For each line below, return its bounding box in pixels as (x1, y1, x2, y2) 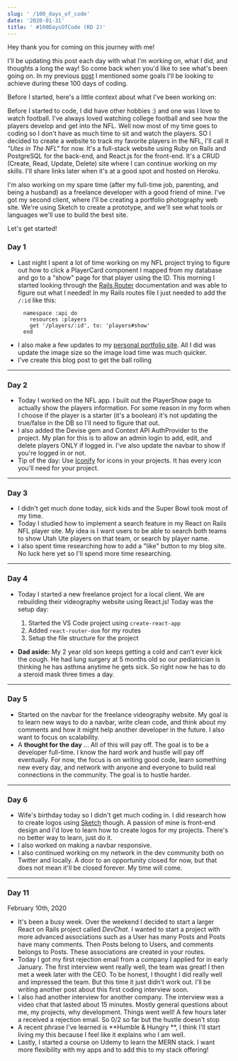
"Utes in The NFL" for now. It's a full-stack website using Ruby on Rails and (7, 144, 227, 153)
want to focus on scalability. (17, 732, 100, 741)
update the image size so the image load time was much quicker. (17, 348, 208, 356)
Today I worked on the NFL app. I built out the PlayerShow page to (17, 396, 212, 404)
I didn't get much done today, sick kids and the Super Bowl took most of (17, 504, 228, 513)
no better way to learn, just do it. (17, 834, 113, 842)
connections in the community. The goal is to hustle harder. (17, 770, 191, 779)
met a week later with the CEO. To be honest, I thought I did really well (17, 970, 222, 979)
